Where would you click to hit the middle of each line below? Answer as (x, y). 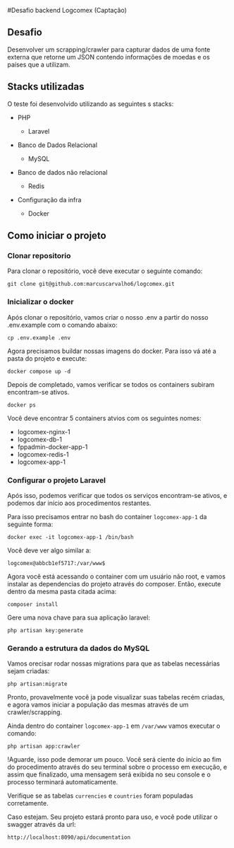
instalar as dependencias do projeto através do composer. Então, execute (114, 583)
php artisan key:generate (45, 630)
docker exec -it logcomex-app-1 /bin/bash (70, 537)
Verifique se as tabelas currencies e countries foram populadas (100, 796)
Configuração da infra (49, 199)
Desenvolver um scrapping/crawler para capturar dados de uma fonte (109, 50)
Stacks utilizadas (46, 87)
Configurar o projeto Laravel (56, 480)
